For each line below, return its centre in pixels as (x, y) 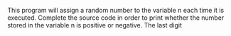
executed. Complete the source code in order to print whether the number (116, 18)
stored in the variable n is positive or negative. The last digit (95, 25)
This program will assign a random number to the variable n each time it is (116, 10)
